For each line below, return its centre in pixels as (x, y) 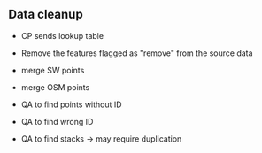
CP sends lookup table (62, 35)
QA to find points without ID (71, 104)
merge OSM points (55, 87)
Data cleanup (46, 15)
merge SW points (53, 70)
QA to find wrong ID (57, 121)
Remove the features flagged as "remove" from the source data (137, 53)
